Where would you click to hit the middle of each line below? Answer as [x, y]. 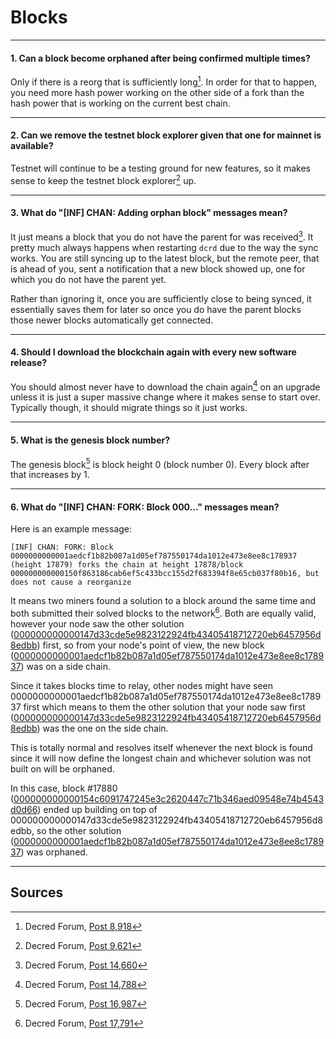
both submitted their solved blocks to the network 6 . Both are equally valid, [163, 613]
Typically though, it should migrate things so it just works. [129, 408]
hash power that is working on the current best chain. [120, 103]
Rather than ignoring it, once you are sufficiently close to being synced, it [161, 298]
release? [29, 363]
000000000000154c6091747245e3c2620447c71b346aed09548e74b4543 [169, 799]
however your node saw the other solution [97, 624]
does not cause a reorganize [71, 582]
